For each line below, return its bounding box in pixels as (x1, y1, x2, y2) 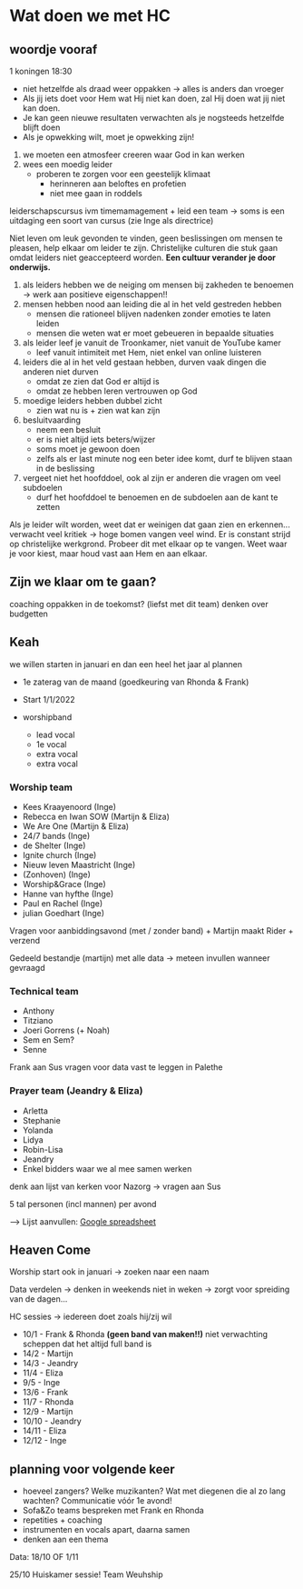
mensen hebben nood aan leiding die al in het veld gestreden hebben (22, 299, 282, 309)
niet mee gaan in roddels (49, 188, 142, 198)
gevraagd (9, 962, 45, 973)
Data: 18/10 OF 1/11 (9, 1552, 79, 1563)
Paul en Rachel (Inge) (22, 897, 103, 909)
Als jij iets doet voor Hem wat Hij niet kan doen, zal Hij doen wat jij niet (22, 93, 286, 104)
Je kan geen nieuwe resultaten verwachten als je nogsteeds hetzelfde (22, 113, 285, 123)
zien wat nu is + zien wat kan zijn (35, 405, 161, 415)
